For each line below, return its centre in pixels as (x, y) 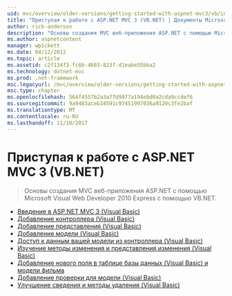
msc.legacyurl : (29, 84)
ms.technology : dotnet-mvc (46, 71)
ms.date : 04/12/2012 (37, 53)
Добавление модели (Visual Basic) (68, 234)
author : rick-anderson (40, 26)
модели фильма (41, 270)
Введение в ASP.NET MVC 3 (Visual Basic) (78, 212)
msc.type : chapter (33, 91)
